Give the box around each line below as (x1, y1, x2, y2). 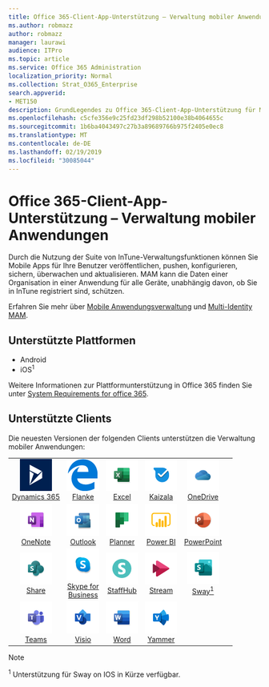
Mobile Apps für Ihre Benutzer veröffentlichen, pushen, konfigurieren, (8, 261, 238, 271)
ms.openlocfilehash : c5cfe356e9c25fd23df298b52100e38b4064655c (8, 114, 224, 123)
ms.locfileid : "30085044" (8, 156, 94, 164)
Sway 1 (191, 585, 215, 596)
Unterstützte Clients (8, 412, 112, 426)
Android (19, 355, 46, 364)
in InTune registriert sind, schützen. (8, 287, 125, 296)
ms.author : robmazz (8, 21, 74, 30)
